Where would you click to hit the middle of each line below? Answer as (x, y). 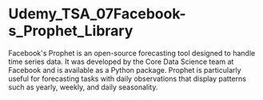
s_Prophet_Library (71, 31)
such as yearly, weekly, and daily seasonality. (83, 87)
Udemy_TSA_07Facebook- (97, 14)
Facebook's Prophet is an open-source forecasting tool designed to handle (132, 53)
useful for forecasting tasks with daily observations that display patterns (127, 78)
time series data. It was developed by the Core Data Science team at (121, 62)
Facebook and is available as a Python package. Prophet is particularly (125, 70)
